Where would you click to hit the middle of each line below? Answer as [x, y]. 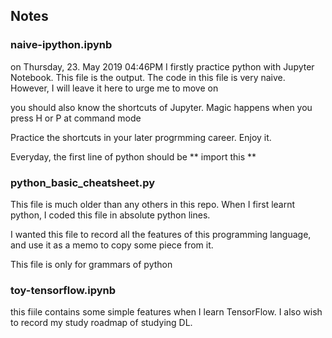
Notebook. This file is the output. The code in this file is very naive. [148, 77]
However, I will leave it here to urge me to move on [114, 88]
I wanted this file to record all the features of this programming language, [161, 234]
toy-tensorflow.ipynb [63, 290]
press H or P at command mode [76, 118]
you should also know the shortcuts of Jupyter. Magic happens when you [161, 107]
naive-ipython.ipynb [61, 45]
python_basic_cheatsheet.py [83, 182]
